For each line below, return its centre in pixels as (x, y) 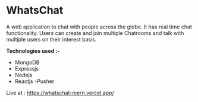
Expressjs (27, 68)
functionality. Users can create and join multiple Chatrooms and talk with (95, 33)
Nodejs (23, 75)
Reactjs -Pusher (34, 81)
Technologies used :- (33, 50)
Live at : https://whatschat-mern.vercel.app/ (60, 93)
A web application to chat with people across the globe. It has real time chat (99, 27)
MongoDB (27, 62)
